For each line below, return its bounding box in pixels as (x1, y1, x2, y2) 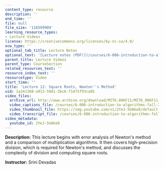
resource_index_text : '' (5, 71, 56, 76)
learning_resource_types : (5, 30, 58, 35)
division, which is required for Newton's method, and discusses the (5, 145, 141, 150)
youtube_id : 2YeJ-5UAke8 (9, 121, 60, 126)
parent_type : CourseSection (5, 62, 62, 66)
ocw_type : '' (5, 43, 32, 48)
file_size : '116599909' (5, 25, 54, 30)
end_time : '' (5, 16, 32, 21)
